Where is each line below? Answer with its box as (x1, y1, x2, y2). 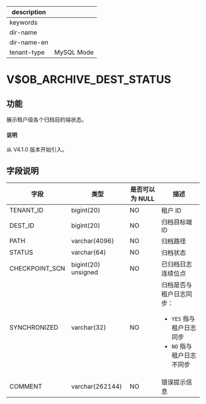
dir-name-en (9, 38, 49, 47)
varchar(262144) (71, 383, 123, 391)
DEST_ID (9, 221, 35, 230)
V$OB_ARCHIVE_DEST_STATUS (6, 73, 172, 86)
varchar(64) (71, 248, 106, 257)
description (12, 8, 46, 16)
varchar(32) (71, 323, 106, 332)
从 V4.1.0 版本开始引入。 (6, 146, 67, 153)
